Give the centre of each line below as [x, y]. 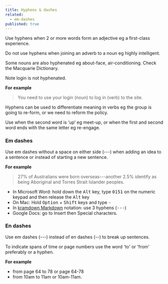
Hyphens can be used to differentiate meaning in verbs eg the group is [78, 107]
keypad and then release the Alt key [51, 197]
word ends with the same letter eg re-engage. [53, 128]
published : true [22, 24]
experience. [18, 44]
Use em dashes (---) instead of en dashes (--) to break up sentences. [77, 237]
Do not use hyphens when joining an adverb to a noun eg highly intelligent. [83, 53]
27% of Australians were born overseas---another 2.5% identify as [87, 176]
